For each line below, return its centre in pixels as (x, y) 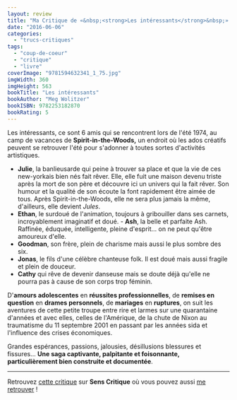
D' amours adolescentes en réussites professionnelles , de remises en (111, 295)
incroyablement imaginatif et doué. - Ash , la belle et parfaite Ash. (113, 221)
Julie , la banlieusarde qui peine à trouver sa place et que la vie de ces (119, 169)
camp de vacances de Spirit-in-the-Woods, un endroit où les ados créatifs (117, 140)
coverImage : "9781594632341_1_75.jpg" (64, 73)
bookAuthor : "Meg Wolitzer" (49, 100)
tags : (15, 47)
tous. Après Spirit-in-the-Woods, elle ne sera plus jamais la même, (114, 199)
